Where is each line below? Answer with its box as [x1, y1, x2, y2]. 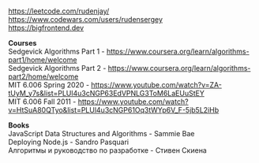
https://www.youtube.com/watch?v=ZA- [90, 80, 223, 89]
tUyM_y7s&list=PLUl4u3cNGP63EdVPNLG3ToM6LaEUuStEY [8, 89, 205, 98]
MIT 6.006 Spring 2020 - [8, 80, 89, 89]
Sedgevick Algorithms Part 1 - [8, 46, 105, 56]
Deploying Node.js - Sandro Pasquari [8, 137, 129, 146]
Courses [8, 39, 37, 47]
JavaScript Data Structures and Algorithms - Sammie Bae [8, 129, 195, 138]
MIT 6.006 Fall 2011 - [8, 97, 77, 106]
